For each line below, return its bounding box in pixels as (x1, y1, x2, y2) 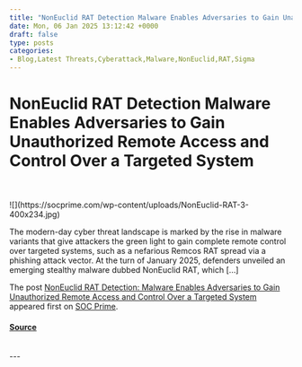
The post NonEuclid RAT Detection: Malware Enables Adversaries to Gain (9, 282, 280, 293)
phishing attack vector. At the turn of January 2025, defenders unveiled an (9, 255, 286, 266)
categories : (9, 47, 54, 56)
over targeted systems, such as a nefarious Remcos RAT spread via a (9, 245, 267, 256)
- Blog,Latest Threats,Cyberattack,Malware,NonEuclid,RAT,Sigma (9, 55, 255, 64)
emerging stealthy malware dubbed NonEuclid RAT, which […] (9, 264, 239, 275)
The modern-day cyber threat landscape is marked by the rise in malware (9, 226, 282, 237)
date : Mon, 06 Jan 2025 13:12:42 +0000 (9, 22, 159, 31)
